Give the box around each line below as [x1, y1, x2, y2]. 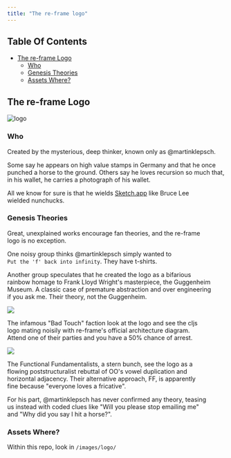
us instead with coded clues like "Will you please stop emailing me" [7, 402, 199, 411]
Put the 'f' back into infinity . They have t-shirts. [7, 257, 158, 265]
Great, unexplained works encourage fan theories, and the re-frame [7, 229, 201, 237]
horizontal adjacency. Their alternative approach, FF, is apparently [7, 374, 196, 383]
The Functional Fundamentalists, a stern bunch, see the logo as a [7, 360, 193, 368]
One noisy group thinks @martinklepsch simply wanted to [7, 249, 172, 258]
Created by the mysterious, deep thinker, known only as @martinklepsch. [7, 147, 216, 155]
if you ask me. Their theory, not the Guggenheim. [7, 292, 147, 300]
